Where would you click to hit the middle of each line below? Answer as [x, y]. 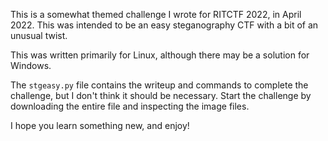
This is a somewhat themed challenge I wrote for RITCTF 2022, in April [156, 14]
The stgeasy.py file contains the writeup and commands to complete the [159, 85]
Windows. [31, 65]
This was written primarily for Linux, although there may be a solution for [160, 55]
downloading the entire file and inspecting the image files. [130, 106]
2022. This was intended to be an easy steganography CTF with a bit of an [164, 25]
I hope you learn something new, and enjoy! [100, 125]
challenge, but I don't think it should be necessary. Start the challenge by [161, 95]
